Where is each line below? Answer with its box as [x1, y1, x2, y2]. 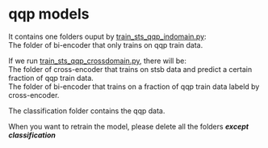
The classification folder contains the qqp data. [8, 106, 165, 116]
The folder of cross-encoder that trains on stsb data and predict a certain [8, 64, 253, 74]
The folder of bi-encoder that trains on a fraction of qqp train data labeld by [8, 82, 260, 91]
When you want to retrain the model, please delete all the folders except [8, 121, 249, 131]
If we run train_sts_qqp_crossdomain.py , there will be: [8, 56, 187, 66]
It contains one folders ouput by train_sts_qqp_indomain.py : [8, 32, 207, 41]
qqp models [8, 5, 90, 23]
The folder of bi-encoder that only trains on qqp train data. [8, 40, 203, 49]
